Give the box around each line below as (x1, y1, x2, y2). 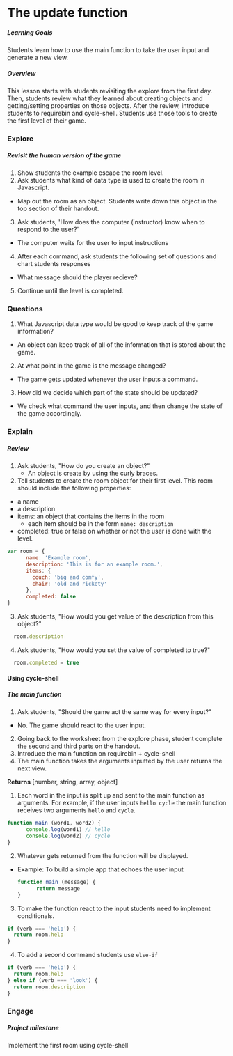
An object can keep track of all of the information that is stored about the (17, 341, 226, 349)
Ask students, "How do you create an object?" (17, 462, 150, 470)
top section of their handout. (17, 204, 99, 213)
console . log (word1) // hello (25, 826, 111, 833)
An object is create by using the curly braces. (27, 469, 159, 478)
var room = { (7, 548, 45, 555)
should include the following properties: (17, 484, 131, 492)
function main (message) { (17, 878, 96, 885)
